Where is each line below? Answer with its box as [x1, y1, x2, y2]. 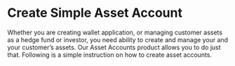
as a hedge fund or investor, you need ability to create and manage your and [7, 35, 229, 44]
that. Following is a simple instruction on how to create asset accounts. [7, 51, 213, 59]
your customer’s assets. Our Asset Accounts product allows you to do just [7, 43, 221, 51]
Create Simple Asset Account [7, 5, 182, 21]
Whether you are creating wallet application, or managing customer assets [7, 28, 223, 37]
